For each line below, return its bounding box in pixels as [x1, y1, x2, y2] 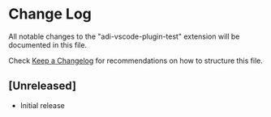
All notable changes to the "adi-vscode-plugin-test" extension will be [8, 31, 240, 41]
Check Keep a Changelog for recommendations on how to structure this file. [8, 56, 264, 65]
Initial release [19, 100, 65, 110]
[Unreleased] [8, 79, 77, 93]
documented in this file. [8, 40, 88, 49]
